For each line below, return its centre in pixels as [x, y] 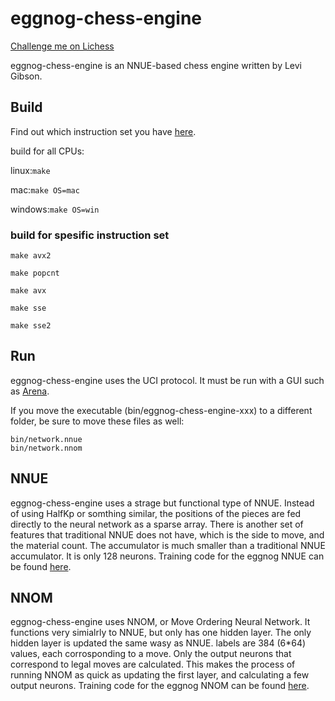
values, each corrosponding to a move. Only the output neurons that [151, 654]
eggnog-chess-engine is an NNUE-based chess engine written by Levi [156, 65]
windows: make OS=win [55, 209]
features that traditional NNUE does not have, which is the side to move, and [167, 534]
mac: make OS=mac [45, 189]
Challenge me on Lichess [62, 46]
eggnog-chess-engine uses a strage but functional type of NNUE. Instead [162, 503]
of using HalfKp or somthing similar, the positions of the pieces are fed [156, 513]
